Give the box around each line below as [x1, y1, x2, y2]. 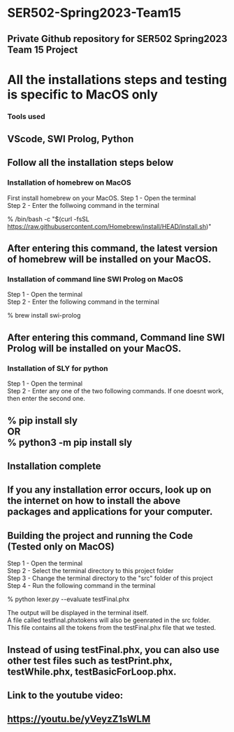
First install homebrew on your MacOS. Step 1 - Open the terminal [7, 194, 196, 202]
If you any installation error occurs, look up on [7, 484, 212, 496]
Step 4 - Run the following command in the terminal [7, 582, 156, 590]
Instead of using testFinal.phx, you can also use [7, 644, 220, 656]
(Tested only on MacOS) [7, 540, 115, 552]
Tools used [7, 111, 45, 121]
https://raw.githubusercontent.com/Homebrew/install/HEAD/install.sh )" [7, 222, 212, 230]
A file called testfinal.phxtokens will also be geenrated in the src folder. [7, 616, 211, 624]
